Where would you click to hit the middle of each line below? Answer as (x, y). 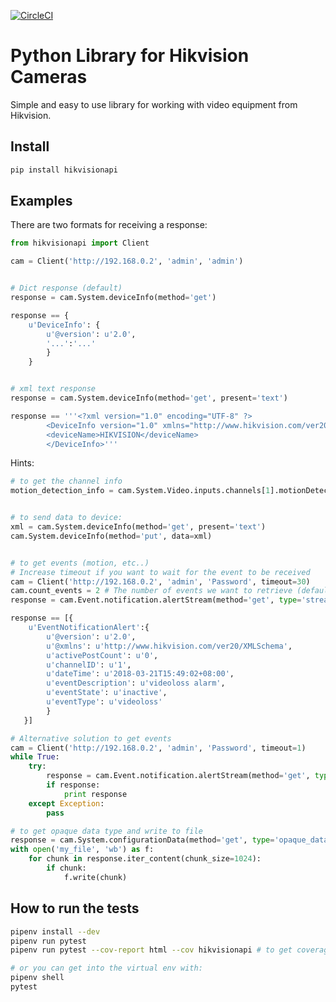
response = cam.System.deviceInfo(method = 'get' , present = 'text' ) (149, 398)
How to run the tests (75, 908)
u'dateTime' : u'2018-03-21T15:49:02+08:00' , (140, 674)
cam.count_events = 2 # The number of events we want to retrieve (151, 591)
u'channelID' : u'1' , (89, 665)
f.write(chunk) (95, 877)
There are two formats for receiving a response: (109, 225)
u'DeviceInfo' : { (64, 325)
